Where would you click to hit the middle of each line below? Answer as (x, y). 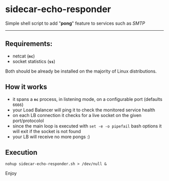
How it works (26, 87)
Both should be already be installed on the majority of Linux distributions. (81, 71)
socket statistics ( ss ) (34, 61)
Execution (21, 152)
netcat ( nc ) (24, 56)
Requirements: (29, 44)
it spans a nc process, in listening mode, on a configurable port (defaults (87, 99)
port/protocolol (28, 120)
